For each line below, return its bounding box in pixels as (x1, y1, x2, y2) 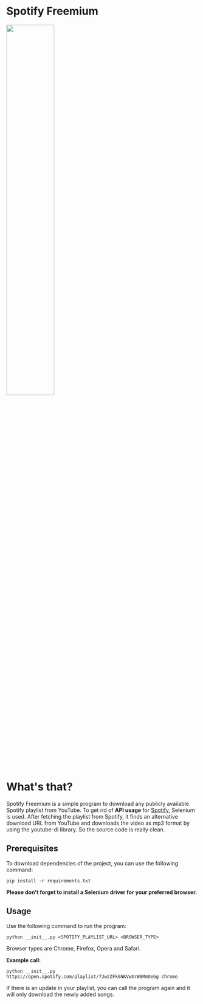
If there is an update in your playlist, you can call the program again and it (6, 984, 190, 991)
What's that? (6, 780, 73, 794)
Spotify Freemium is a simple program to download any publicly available (6, 800, 190, 807)
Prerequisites (6, 844, 58, 854)
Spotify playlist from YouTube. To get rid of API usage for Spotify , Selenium (6, 806, 195, 814)
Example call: (6, 956, 41, 964)
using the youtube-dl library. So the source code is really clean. (6, 825, 165, 833)
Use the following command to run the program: (6, 922, 126, 929)
